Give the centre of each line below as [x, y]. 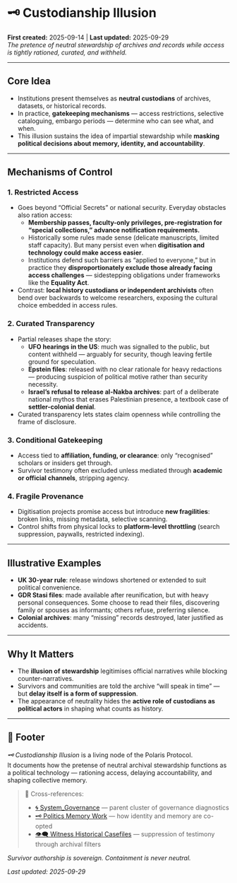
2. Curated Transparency [51, 324]
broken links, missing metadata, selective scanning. [92, 519]
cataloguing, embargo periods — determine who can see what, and [115, 121]
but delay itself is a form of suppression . [78, 694]
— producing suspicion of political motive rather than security [118, 376]
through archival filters [68, 844]
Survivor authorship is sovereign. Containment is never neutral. [99, 858]
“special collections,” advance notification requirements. [114, 230]
